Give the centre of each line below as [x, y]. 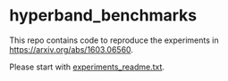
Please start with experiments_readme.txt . [87, 67]
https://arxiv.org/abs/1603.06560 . [72, 49]
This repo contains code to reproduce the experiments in [114, 40]
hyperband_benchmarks [103, 16]
